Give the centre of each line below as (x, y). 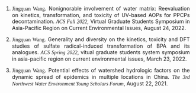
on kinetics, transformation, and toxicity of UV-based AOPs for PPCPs (101, 15)
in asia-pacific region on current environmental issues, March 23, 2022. (99, 59)
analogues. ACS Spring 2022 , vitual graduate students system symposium (101, 52)
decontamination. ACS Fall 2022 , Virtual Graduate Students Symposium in (101, 21)
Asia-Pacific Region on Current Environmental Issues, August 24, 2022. (99, 28)
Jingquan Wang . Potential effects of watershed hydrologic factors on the (101, 70)
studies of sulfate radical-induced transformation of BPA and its (101, 46)
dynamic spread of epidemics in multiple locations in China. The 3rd (101, 77)
